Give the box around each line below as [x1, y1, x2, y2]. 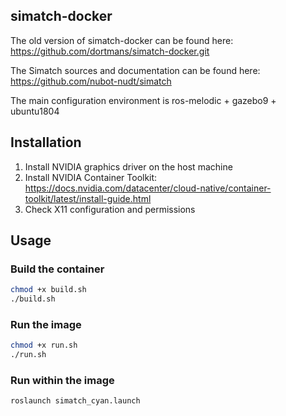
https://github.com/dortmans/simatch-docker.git [10, 45, 210, 57]
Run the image [10, 317, 82, 331]
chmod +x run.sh [10, 340, 78, 351]
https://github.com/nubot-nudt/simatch [10, 75, 172, 87]
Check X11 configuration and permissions [24, 203, 196, 215]
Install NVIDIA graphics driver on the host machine [24, 160, 233, 173]
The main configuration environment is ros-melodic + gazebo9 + [10, 94, 277, 106]
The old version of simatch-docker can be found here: [10, 34, 234, 46]
